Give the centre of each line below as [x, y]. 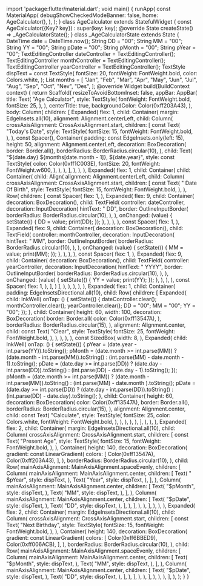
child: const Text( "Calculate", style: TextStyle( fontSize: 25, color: [88, 415]
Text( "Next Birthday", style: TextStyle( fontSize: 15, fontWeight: [85, 525]
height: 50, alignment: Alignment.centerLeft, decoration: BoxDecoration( [96, 144]
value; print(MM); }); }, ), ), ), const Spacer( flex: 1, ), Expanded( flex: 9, [95, 254]
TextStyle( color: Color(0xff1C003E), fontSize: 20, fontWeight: [83, 164]
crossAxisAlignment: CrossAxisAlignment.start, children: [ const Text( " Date [101, 183]
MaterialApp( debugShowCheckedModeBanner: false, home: [82, 15]
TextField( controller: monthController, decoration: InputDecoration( [90, 234]
